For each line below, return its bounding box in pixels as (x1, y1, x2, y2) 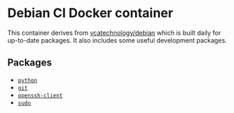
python (17, 77, 38, 84)
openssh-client (17, 92, 63, 99)
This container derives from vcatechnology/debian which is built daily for (7, 28, 222, 37)
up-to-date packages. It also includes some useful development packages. (7, 36, 228, 44)
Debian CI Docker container (7, 5, 174, 21)
